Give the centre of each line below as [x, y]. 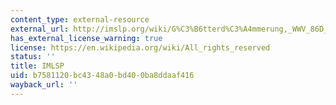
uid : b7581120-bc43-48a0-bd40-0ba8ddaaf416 [102, 76]
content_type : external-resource [80, 19]
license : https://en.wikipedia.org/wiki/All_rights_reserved [140, 47]
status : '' [33, 57]
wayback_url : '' [44, 85]
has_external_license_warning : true [86, 38]
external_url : [40, 29]
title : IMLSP [37, 66]
